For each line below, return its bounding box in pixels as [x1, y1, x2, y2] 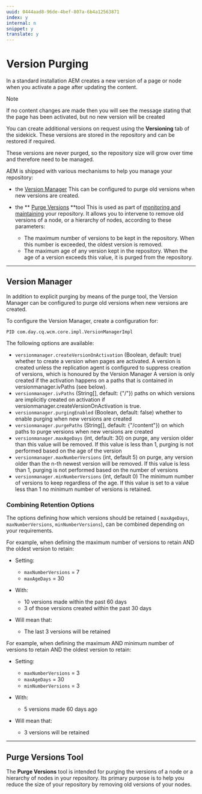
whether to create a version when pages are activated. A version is [14, 357, 181, 364]
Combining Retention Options [6, 501, 95, 509]
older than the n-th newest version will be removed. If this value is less [14, 460, 190, 467]
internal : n [6, 20, 36, 26]
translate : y [6, 31, 39, 37]
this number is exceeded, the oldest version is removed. [23, 241, 163, 248]
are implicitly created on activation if [14, 396, 105, 403]
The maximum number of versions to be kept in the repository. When [23, 234, 195, 242]
